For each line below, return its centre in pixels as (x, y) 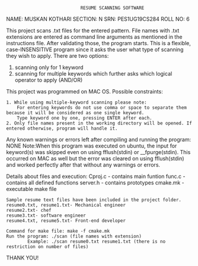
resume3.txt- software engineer (46, 215)
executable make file (31, 189)
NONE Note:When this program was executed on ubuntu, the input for (92, 146)
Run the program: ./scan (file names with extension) (74, 236)
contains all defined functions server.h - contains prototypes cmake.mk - (95, 183)
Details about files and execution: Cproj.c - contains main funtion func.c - (96, 176)
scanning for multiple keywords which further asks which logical (93, 73)
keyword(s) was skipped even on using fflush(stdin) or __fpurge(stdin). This (98, 152)
